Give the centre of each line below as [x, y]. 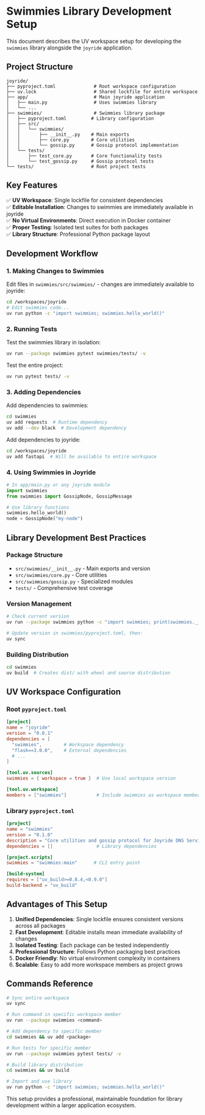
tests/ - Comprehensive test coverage [64, 587]
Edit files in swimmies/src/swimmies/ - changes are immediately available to [100, 284]
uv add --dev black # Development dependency [67, 428]
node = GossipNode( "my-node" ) [45, 519]
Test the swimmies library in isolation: [54, 342]
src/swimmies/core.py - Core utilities [61, 575]
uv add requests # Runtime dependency [57, 422]
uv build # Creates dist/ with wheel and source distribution [88, 673]
